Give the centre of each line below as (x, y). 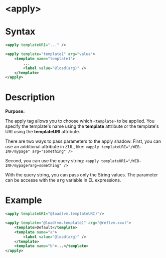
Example (24, 200)
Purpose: (15, 111)
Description (30, 97)
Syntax (20, 32)
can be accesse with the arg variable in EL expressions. (63, 180)
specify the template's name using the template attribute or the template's (82, 126)
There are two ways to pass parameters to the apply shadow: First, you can (83, 141)
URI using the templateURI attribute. (43, 132)
